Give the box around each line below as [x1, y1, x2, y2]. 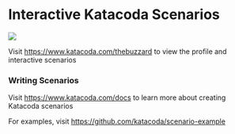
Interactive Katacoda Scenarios [8, 6, 220, 24]
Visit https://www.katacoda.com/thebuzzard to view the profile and [8, 46, 227, 56]
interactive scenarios [8, 55, 77, 64]
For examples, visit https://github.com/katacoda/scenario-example [8, 117, 226, 126]
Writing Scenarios [8, 75, 79, 86]
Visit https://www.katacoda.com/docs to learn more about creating [8, 93, 226, 102]
